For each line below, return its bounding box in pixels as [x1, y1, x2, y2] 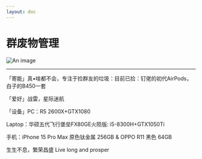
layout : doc [6, 8, 36, 15]
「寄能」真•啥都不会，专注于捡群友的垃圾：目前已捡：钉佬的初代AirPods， [6, 74, 192, 82]
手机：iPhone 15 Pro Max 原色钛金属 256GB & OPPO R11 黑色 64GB [6, 133, 173, 140]
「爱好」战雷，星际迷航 [6, 95, 64, 102]
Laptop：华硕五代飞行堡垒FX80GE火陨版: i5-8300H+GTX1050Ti [6, 121, 165, 128]
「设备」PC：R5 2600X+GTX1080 [6, 107, 91, 115]
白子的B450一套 [6, 82, 46, 89]
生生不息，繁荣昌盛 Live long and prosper [6, 146, 109, 153]
